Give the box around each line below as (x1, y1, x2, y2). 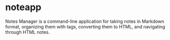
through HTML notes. (5, 29, 50, 35)
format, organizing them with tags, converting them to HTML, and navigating (5, 23, 165, 29)
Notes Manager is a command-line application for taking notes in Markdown (5, 18, 164, 24)
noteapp (5, 2, 42, 13)
